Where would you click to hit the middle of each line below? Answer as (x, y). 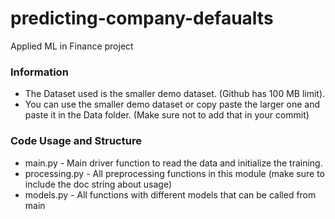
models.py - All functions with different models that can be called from (170, 194)
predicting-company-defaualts (142, 18)
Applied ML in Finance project (72, 46)
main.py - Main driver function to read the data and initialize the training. (173, 163)
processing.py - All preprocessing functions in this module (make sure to (174, 173)
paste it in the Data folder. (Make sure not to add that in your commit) (167, 115)
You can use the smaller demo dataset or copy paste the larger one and (172, 104)
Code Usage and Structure (76, 141)
